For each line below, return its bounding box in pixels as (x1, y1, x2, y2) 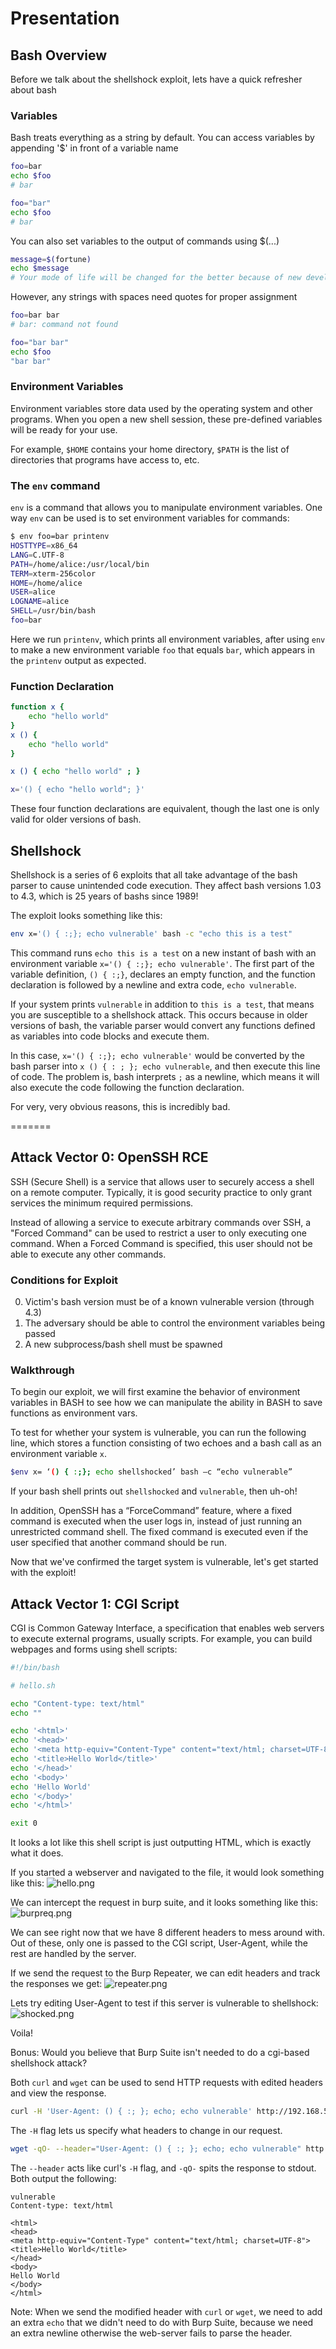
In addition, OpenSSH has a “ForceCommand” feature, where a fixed (10, 1505, 293, 1517)
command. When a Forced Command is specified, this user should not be (10, 1237, 313, 1249)
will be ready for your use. (10, 423, 118, 436)
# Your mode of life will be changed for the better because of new (10, 273, 302, 283)
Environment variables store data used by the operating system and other (10, 402, 313, 414)
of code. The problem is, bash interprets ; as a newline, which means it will (10, 1070, 320, 1082)
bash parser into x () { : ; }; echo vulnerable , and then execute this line (10, 1060, 321, 1072)
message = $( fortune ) (10, 254, 92, 264)
